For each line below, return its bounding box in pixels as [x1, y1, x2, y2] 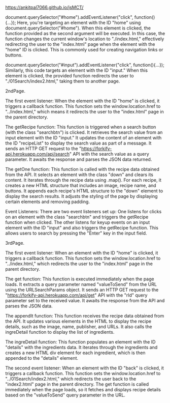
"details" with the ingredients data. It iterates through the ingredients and [5, 344, 158, 350]
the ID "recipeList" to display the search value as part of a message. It [5, 140, 152, 146]
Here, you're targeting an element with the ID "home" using [17, 20, 141, 25]
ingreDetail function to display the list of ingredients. [5, 329, 115, 335]
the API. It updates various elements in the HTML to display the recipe [5, 318, 151, 324]
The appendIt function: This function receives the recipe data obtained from [5, 313, 164, 319]
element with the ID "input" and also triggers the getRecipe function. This [5, 225, 159, 231]
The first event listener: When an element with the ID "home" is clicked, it [5, 250, 158, 256]
